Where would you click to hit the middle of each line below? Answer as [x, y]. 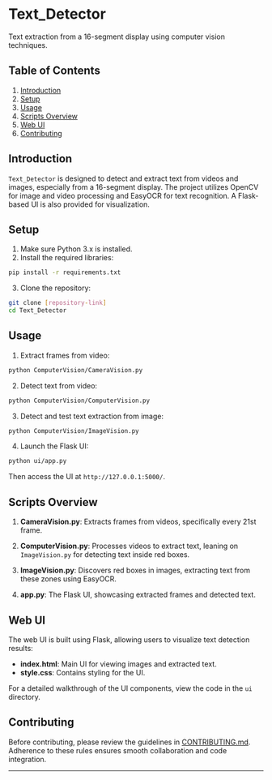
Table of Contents [55, 71]
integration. [28, 759]
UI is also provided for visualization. [90, 204]
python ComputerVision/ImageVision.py [74, 431]
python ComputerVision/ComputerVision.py [79, 401]
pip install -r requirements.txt [65, 272]
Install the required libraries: [67, 258]
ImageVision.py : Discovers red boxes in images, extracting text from [135, 570]
